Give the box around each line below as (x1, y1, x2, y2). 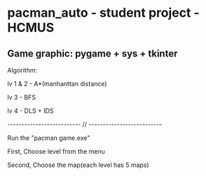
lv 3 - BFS (7, 93, 36, 101)
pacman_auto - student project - (7, 5, 200, 21)
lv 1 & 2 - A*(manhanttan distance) (7, 80, 107, 88)
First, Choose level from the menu (7, 147, 105, 155)
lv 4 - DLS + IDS (7, 107, 54, 115)
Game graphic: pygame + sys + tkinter (7, 47, 178, 59)
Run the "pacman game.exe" (7, 134, 90, 142)
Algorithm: (7, 66, 37, 74)
